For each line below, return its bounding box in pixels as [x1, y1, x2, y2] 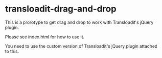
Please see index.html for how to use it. [5, 34, 85, 40]
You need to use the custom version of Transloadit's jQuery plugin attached [5, 43, 158, 49]
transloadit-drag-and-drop [5, 3, 116, 14]
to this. [5, 48, 19, 54]
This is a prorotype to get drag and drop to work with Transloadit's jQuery [5, 19, 154, 25]
